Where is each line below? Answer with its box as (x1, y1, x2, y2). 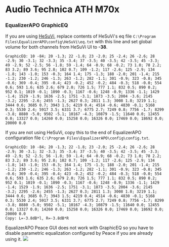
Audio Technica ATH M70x (5, 4, 120, 15)
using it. (5, 236, 22, 242)
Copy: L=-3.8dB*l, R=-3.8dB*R (5, 216, 69, 221)
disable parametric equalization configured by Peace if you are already (5, 230, 153, 236)
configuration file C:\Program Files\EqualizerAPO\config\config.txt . (5, 135, 150, 141)
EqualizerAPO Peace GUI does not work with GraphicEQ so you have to (5, 225, 154, 231)
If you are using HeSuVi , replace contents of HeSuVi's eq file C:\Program (5, 33, 156, 39)
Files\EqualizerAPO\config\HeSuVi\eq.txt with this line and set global (5, 39, 152, 45)
